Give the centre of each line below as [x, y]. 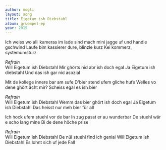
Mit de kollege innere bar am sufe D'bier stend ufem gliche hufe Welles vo [81, 82]
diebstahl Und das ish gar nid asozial [43, 73]
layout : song [19, 14]
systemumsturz [21, 53]
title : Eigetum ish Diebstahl [36, 19]
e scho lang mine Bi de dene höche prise [47, 122]
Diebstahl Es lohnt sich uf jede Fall [40, 142]
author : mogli [20, 10]
